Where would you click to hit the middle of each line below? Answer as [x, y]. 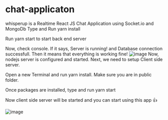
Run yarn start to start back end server [46, 39]
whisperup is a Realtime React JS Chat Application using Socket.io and [79, 23]
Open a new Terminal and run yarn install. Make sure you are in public [78, 74]
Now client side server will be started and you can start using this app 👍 [81, 100]
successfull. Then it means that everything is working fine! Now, [82, 54]
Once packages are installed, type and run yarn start [61, 89]
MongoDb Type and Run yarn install [43, 28]
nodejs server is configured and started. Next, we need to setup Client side [84, 59]
